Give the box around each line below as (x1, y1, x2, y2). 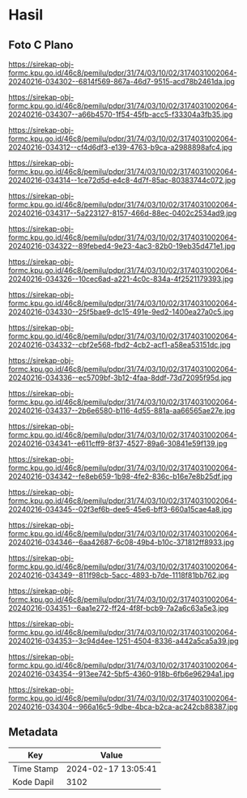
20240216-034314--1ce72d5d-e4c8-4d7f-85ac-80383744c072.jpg (8, 176, 236, 185)
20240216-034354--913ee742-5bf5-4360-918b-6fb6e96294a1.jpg (8, 669, 235, 678)
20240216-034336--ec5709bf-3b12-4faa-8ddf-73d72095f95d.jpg (8, 373, 232, 382)
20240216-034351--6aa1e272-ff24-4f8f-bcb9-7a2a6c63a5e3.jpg (8, 604, 229, 612)
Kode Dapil (12, 776, 54, 787)
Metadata (8, 725, 58, 739)
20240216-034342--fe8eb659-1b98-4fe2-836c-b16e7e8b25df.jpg (8, 472, 233, 481)
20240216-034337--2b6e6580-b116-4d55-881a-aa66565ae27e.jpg (8, 406, 236, 415)
